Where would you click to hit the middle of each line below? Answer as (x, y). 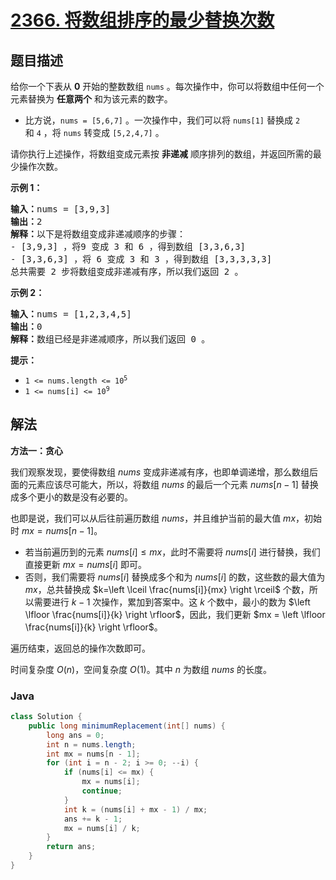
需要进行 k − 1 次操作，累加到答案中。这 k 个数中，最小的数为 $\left (172, 602)
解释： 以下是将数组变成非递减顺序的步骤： (98, 234)
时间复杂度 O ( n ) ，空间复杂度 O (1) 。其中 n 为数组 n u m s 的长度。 (141, 669)
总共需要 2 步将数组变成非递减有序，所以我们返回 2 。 (127, 271)
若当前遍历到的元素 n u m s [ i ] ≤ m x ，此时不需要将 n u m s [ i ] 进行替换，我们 (172, 552)
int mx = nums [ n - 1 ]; (93, 754)
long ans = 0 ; (75, 735)
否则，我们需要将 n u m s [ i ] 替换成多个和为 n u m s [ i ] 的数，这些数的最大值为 (175, 577)
